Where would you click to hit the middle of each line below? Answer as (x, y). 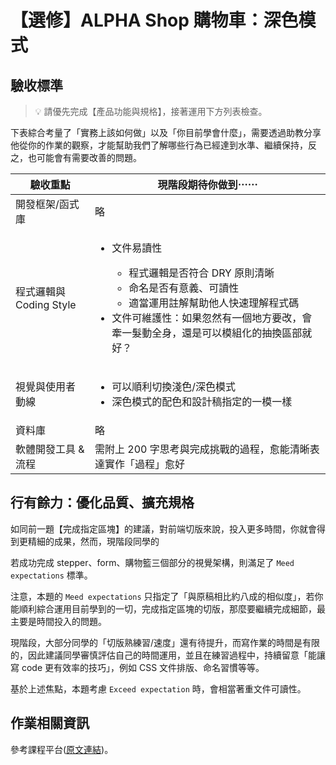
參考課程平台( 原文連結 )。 (62, 749)
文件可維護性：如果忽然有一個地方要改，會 (212, 318)
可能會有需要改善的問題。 (89, 157)
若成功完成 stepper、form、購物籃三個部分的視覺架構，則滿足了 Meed (152, 562)
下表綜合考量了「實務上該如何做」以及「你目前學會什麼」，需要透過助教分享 (166, 132)
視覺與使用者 (46, 386)
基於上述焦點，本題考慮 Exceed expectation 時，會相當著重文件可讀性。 (158, 688)
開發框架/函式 (47, 204)
